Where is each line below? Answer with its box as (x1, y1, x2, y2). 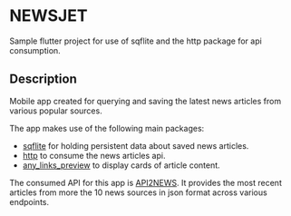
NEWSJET (9, 5, 88, 26)
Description (9, 72, 77, 87)
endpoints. (9, 196, 50, 207)
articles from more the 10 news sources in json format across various (9, 187, 267, 198)
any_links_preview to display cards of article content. (22, 160, 220, 171)
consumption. (9, 44, 61, 55)
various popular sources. (9, 105, 102, 116)
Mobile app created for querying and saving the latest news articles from (9, 95, 282, 106)
